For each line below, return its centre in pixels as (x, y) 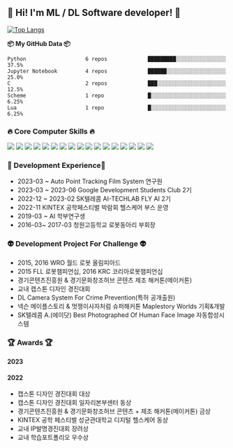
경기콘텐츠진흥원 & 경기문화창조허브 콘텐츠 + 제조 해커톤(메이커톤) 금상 (114, 411)
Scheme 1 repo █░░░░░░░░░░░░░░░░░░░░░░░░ (117, 95)
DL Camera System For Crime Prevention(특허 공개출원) (96, 298)
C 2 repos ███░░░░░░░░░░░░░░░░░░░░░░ (117, 83)
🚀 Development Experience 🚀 (57, 166)
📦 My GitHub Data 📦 (39, 43)
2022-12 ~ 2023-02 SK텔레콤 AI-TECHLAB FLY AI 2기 (94, 199)
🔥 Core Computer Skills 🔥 (51, 131)
